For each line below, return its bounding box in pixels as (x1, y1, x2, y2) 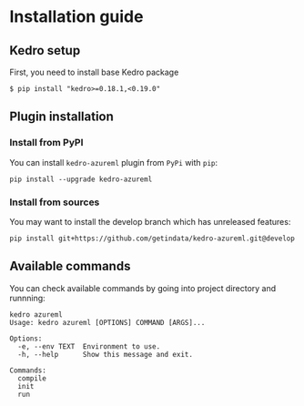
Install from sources (9, 196, 100, 208)
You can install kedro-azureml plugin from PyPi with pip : (9, 157, 218, 167)
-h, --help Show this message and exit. (17, 350, 194, 359)
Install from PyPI (9, 137, 84, 149)
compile (17, 373, 47, 383)
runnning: (9, 292, 46, 303)
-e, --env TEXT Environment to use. (17, 341, 161, 351)
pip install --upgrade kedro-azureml (9, 175, 153, 184)
